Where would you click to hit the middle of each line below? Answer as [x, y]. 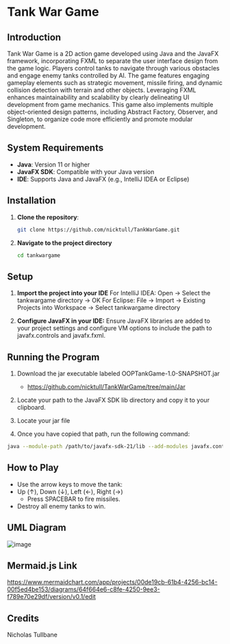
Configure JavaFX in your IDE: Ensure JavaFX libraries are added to [114, 321]
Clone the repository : [48, 217]
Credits [23, 618]
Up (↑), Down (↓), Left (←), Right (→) [70, 491]
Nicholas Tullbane [33, 635]
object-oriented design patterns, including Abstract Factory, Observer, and [112, 112]
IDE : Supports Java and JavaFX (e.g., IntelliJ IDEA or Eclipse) [103, 179]
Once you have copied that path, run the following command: [103, 434]
